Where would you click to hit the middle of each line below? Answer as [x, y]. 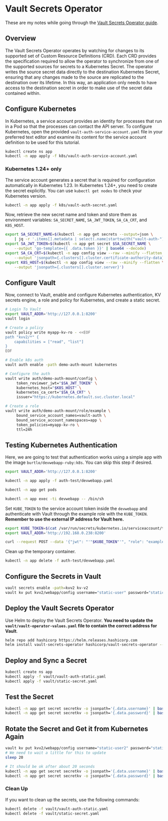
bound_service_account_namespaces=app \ [59, 420]
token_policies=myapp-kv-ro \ [48, 425]
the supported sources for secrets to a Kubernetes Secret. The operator [79, 66]
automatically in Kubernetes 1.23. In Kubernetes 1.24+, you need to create [81, 185]
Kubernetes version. [26, 196]
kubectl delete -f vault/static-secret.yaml [52, 813]
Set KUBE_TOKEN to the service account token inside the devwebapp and [76, 508]
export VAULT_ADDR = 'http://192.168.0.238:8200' [56, 533]
